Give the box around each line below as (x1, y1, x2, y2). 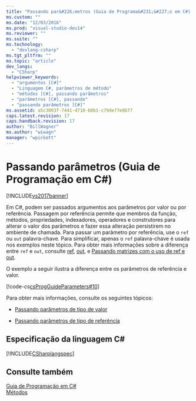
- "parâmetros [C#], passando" (11, 96, 88, 102)
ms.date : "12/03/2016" (6, 19, 62, 25)
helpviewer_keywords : (6, 74, 59, 80)
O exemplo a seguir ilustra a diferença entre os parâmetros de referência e (6, 265, 187, 272)
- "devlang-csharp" (11, 47, 59, 53)
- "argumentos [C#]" (11, 80, 62, 86)
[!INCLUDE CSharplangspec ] (6, 350, 75, 357)
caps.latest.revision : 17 (6, 113, 69, 119)
